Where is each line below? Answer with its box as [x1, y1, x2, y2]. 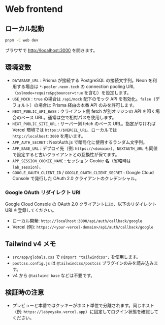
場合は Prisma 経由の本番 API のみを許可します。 [38, 102, 137, 108]
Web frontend [5, 3, 63, 15]
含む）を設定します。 [88, 90, 132, 95]
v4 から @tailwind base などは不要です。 [12, 272, 95, 278]
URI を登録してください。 [5, 207, 57, 213]
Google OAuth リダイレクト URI [5, 189, 81, 196]
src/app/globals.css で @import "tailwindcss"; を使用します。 [12, 254, 141, 260]
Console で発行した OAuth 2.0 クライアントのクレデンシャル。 [12, 175, 139, 181]
